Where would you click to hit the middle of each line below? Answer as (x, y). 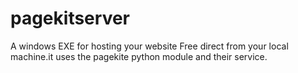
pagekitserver (70, 18)
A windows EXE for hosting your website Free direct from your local (149, 46)
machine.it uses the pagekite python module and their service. (139, 56)
